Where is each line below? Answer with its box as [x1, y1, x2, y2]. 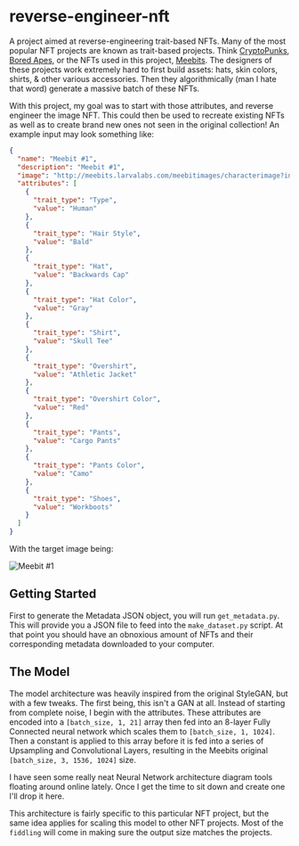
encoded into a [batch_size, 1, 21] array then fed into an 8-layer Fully [9, 716, 271, 727]
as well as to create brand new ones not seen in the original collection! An [9, 119, 280, 130]
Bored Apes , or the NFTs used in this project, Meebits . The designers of [9, 54, 273, 65]
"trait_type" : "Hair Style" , [32, 229, 141, 238]
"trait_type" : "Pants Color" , [32, 461, 145, 470]
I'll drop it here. [9, 791, 65, 801]
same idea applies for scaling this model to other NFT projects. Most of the [9, 817, 284, 828]
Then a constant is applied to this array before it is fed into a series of [9, 735, 264, 746]
